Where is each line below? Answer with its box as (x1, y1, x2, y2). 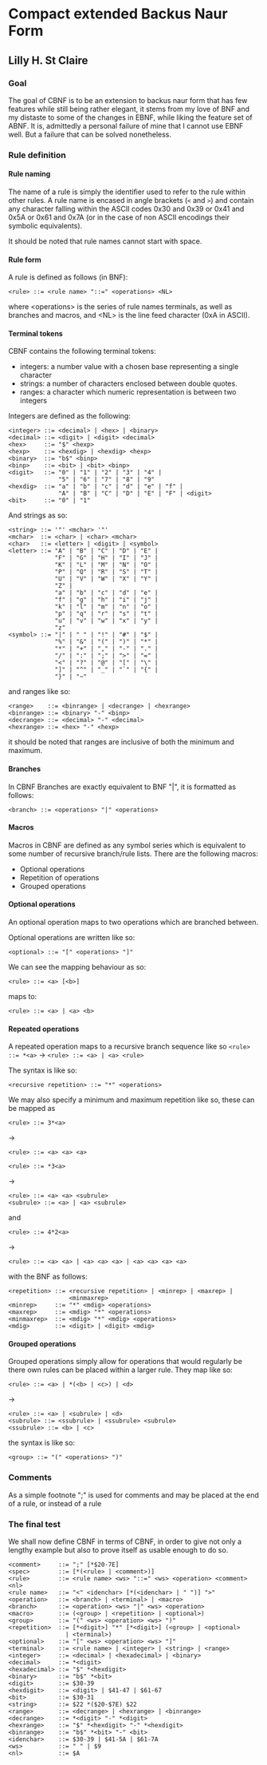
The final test (8, 1518, 61, 1529)
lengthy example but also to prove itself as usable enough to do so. (8, 1545, 229, 1555)
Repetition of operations (19, 872, 100, 882)
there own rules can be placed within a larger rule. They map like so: (8, 1365, 233, 1374)
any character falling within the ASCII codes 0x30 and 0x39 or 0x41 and (8, 204, 245, 213)
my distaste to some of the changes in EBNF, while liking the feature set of (8, 113, 253, 122)
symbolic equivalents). (8, 221, 83, 230)
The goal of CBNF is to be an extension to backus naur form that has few (8, 95, 248, 105)
